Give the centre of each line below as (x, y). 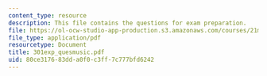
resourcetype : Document (48, 45)
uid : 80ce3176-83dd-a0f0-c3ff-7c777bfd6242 (81, 60)
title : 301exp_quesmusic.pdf (56, 52)
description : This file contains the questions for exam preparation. (128, 23)
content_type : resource (48, 15)
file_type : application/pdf (55, 38)
